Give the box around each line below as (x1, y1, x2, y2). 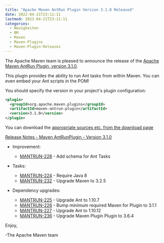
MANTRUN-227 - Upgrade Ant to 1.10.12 (19, 208, 102, 213)
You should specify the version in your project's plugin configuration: (5, 87, 146, 93)
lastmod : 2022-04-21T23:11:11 (5, 16, 68, 21)
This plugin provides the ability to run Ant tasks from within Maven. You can (5, 72, 160, 78)
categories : (5, 21, 30, 26)
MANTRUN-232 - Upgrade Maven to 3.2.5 (19, 178, 106, 183)
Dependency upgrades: (12, 187, 61, 193)
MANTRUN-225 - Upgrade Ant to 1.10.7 (19, 197, 100, 203)
